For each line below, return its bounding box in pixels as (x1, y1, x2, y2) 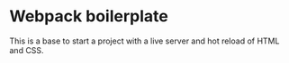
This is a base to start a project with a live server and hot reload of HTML (9, 35, 280, 46)
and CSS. (9, 44, 44, 55)
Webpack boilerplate (9, 6, 168, 27)
